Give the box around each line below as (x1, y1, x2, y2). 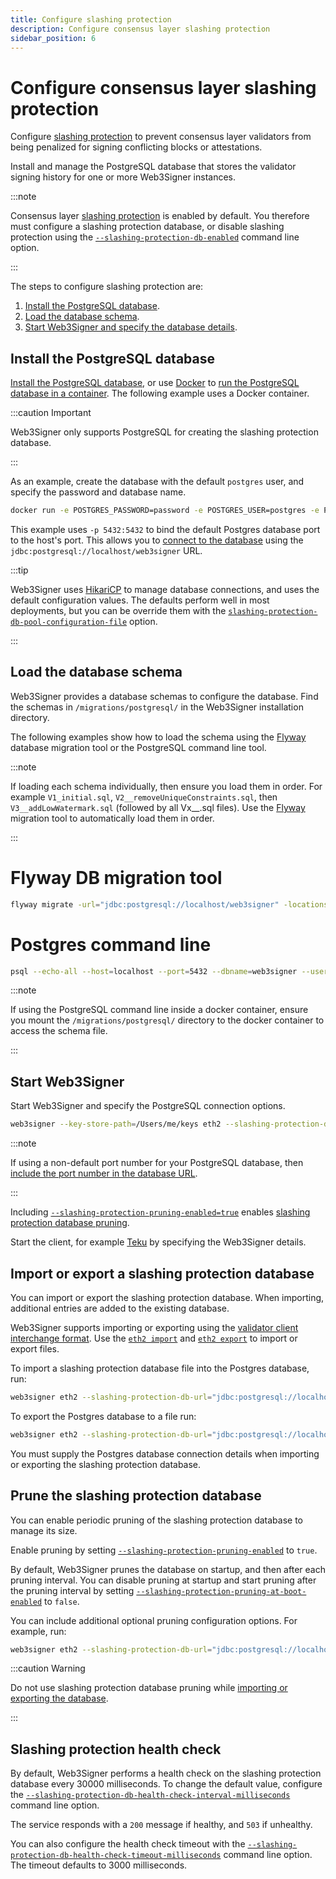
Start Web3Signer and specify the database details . (24, 321, 238, 333)
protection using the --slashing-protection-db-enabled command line (10, 231, 300, 243)
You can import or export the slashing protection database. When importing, (10, 1291, 325, 1303)
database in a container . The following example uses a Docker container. (10, 387, 310, 400)
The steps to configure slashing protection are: (10, 281, 204, 293)
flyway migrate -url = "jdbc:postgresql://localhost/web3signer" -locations (10, 899, 329, 910)
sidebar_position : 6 (10, 33, 97, 43)
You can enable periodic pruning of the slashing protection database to (10, 1514, 303, 1526)
